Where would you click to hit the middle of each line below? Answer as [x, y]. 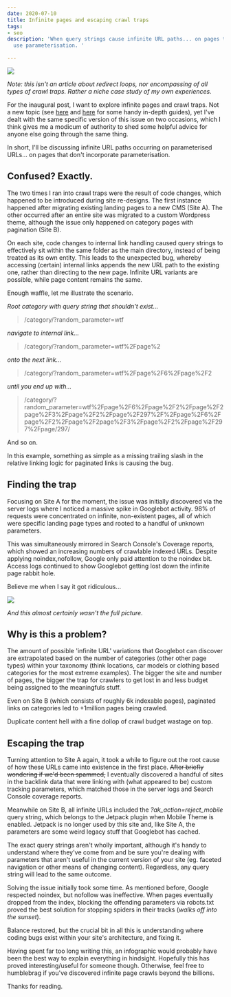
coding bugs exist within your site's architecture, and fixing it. [94, 938]
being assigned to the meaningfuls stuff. [64, 688]
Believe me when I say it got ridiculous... [64, 586]
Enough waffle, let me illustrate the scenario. [70, 293]
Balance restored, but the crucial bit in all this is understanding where [105, 930]
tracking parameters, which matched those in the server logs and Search [110, 789]
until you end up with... [40, 386]
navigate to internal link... [43, 333]
